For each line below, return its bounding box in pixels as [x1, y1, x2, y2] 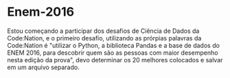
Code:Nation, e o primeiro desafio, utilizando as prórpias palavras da [7, 34, 202, 42]
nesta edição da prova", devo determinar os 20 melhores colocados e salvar [7, 55, 223, 64]
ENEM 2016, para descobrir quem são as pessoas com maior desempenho [7, 49, 218, 57]
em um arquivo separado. [7, 63, 80, 71]
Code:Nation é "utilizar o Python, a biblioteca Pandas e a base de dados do [7, 41, 220, 49]
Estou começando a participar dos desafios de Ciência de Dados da [7, 27, 200, 35]
